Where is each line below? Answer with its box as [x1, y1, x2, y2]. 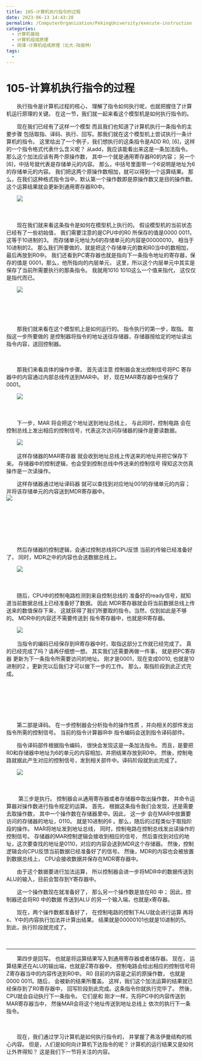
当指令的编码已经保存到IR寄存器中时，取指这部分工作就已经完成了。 [16, 640, 185, 647]
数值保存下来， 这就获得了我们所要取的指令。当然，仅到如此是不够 [22, 607, 187, 614]
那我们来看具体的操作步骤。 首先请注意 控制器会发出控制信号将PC [16, 365, 180, 373]
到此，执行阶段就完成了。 [6, 923, 70, 930]
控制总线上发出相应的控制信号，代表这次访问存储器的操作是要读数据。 [6, 427, 180, 434]
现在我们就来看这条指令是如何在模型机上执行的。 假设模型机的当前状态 [16, 221, 192, 229]
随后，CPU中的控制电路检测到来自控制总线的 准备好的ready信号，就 [16, 592, 186, 599]
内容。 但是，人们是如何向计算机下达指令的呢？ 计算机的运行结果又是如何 [11, 1041, 194, 1048]
